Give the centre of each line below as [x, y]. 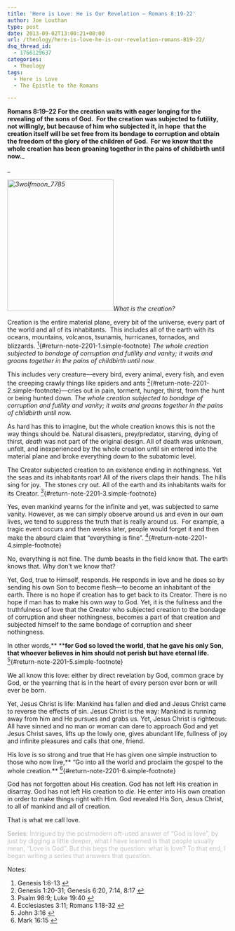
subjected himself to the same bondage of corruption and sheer [100, 624]
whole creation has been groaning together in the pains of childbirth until [116, 149]
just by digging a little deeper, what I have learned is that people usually [111, 841]
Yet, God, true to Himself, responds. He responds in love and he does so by [116, 580]
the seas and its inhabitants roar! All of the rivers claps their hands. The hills [117, 477]
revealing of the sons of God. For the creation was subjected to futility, [113, 119]
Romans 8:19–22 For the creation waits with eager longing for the [104, 111]
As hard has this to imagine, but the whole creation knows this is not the [111, 426]
